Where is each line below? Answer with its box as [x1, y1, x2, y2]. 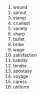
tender [12, 62, 27, 68]
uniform [12, 84, 29, 89]
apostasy [12, 68, 32, 74]
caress [12, 78, 27, 84]
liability [12, 57, 28, 63]
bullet [12, 36, 25, 42]
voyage [12, 73, 28, 79]
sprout [12, 9, 27, 15]
